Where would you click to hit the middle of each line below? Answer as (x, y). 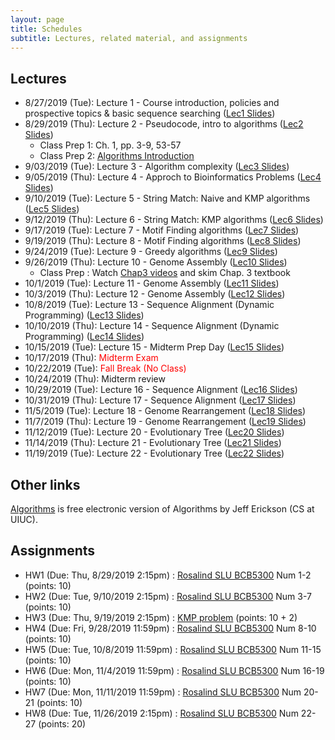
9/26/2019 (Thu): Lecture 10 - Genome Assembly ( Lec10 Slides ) (156, 262)
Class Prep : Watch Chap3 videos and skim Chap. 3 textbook (165, 273)
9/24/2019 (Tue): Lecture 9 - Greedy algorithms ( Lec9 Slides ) (151, 252)
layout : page (37, 19)
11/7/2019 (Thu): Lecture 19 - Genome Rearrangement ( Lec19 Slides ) (165, 422)
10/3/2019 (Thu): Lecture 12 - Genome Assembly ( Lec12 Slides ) (155, 294)
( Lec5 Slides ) (52, 209)
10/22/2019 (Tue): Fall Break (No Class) (105, 368)
